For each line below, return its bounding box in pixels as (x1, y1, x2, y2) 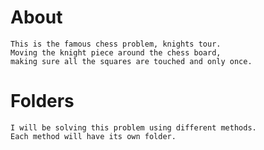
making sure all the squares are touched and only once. (10, 56, 253, 66)
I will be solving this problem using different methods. (10, 122, 257, 133)
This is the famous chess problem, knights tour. (10, 39, 222, 49)
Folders (10, 90, 75, 113)
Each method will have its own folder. (10, 131, 177, 141)
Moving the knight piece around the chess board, (10, 47, 222, 58)
